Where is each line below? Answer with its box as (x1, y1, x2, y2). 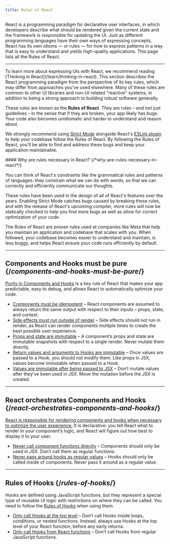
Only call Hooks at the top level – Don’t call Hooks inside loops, (12, 513, 144, 519)
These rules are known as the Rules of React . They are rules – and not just (5, 105, 161, 111)
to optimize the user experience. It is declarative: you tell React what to (5, 423, 153, 429)
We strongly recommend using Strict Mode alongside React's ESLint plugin (5, 131, 162, 137)
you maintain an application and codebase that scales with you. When (5, 229, 151, 235)
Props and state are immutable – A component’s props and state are (12, 333, 154, 340)
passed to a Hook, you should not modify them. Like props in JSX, (12, 355, 151, 361)
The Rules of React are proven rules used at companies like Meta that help (5, 224, 160, 230)
